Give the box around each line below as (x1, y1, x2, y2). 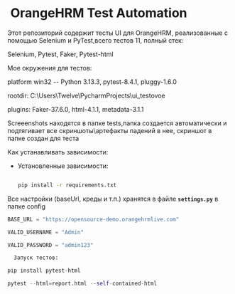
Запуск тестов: (13, 254, 59, 261)
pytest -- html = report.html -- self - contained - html (7, 280, 158, 288)
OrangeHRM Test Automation (10, 5, 187, 21)
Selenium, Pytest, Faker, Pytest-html (7, 50, 114, 58)
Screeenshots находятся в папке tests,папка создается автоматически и (7, 119, 227, 127)
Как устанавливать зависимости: (7, 147, 109, 156)
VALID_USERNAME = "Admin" (7, 229, 84, 236)
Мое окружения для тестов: (7, 63, 92, 72)
